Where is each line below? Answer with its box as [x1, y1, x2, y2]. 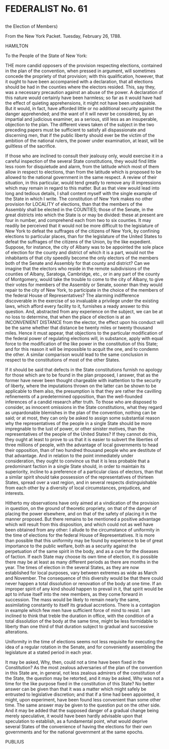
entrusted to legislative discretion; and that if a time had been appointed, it [5, 691, 159, 697]
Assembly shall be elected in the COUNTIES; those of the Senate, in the [5, 206, 153, 212]
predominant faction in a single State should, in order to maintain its [5, 463, 145, 469]
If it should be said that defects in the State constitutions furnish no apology [5, 366, 162, 372]
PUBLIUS [5, 738, 24, 744]
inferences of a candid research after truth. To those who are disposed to [5, 399, 157, 405]
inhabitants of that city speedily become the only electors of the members [5, 255, 158, 261]
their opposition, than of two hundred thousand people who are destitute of [5, 447, 161, 453]
